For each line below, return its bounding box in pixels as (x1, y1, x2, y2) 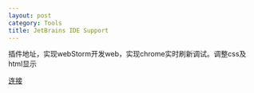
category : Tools (8, 19, 62, 27)
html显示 (8, 59, 38, 68)
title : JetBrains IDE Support (8, 26, 109, 34)
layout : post (8, 11, 52, 20)
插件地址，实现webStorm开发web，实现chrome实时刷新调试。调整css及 (8, 49, 247, 59)
